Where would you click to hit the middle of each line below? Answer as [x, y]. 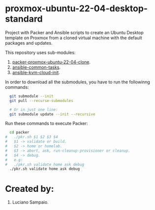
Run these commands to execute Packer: [47, 124]
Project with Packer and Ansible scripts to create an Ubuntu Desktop [74, 32]
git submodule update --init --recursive [52, 114]
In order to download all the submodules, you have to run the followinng [78, 82]
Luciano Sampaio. [30, 202]
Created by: [29, 189]
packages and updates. [29, 43]
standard [24, 19]
